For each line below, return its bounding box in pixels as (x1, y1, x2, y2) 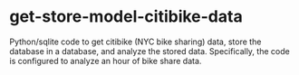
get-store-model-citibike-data (9, 6, 243, 27)
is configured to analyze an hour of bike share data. (9, 55, 202, 66)
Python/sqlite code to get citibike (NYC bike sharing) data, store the (9, 36, 262, 47)
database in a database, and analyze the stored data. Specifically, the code (9, 45, 290, 56)
